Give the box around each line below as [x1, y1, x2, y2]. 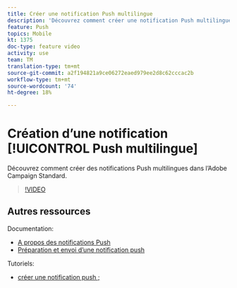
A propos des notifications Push [17, 238, 111, 246]
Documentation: [7, 224, 54, 233]
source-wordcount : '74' [7, 83, 78, 90]
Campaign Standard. [7, 172, 67, 180]
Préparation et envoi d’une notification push [17, 245, 145, 254]
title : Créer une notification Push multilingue [7, 10, 153, 18]
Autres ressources [7, 205, 91, 217]
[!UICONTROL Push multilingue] [7, 140, 198, 157]
